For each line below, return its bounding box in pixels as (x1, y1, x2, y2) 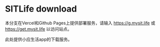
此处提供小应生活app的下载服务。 (5, 36, 73, 42)
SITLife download (5, 3, 77, 15)
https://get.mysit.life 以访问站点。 (5, 26, 72, 32)
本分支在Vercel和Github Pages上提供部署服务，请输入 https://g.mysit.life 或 (5, 20, 156, 26)
